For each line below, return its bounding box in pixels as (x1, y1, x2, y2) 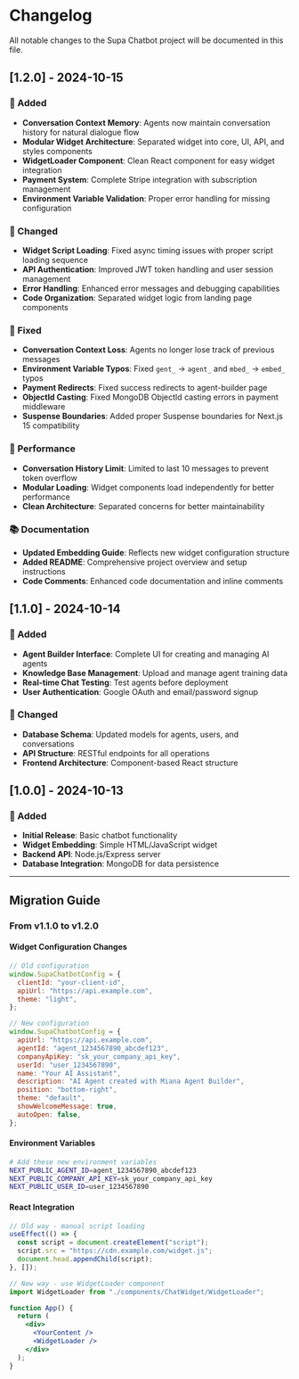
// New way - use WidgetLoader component (9, 1279, 166, 1288)
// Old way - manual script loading (9, 1221, 145, 1231)
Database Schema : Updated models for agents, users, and (21, 729, 239, 739)
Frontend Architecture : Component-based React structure (21, 757, 238, 768)
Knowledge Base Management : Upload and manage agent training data (21, 667, 288, 678)
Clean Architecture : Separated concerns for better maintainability (21, 500, 265, 511)
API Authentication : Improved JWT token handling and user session (21, 264, 274, 275)
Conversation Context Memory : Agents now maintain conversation (21, 117, 271, 128)
